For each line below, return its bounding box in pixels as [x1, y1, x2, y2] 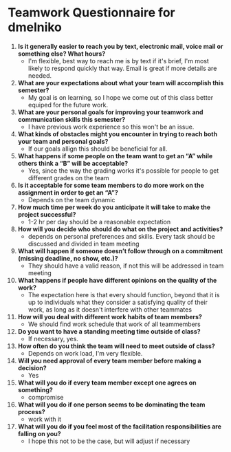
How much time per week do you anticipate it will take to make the [17, 203, 211, 211]
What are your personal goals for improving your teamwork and [17, 108, 203, 116]
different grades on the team [27, 173, 109, 182]
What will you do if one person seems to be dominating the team [17, 400, 206, 409]
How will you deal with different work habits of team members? [17, 312, 202, 321]
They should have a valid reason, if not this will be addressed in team [27, 261, 224, 270]
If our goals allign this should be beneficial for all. [27, 144, 168, 153]
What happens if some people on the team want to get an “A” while [17, 151, 213, 160]
